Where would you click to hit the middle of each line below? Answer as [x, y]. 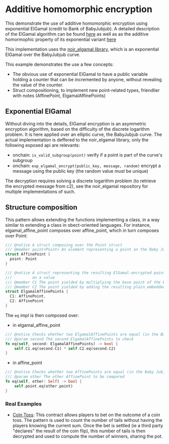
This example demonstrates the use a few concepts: [60, 64]
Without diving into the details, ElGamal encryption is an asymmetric [76, 124]
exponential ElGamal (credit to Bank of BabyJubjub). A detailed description [82, 28]
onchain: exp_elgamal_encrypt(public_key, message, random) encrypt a [87, 166]
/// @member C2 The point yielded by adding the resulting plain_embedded [85, 287]
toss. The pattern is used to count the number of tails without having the [87, 420]
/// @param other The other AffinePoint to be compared [65, 377]
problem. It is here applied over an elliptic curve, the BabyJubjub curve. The [84, 134]
